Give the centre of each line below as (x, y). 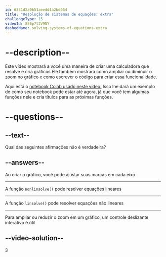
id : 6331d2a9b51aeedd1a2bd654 (36, 10)
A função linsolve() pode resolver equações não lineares (64, 203)
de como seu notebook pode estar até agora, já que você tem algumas (77, 92)
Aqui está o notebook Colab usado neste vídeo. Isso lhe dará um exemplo (80, 87)
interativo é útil (20, 222)
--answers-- (25, 163)
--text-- (17, 135)
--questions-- (34, 117)
